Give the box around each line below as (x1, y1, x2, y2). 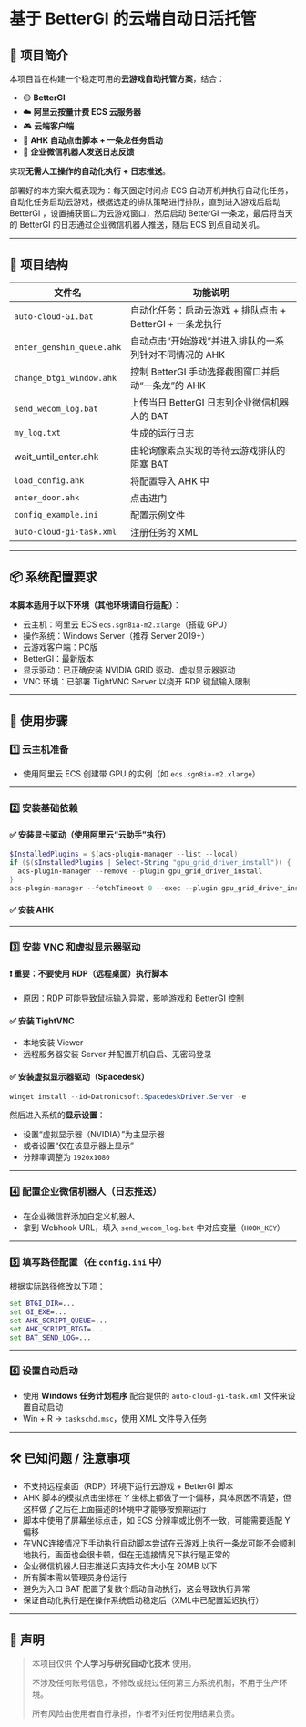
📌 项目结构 (9, 257, 68, 272)
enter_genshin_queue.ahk (14, 342, 122, 352)
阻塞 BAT (130, 457, 169, 470)
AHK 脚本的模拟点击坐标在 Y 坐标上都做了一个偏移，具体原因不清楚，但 (22, 1492, 291, 1503)
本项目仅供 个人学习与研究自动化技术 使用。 (31, 1658, 197, 1669)
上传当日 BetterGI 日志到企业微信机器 (130, 396, 290, 408)
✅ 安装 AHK (9, 904, 55, 916)
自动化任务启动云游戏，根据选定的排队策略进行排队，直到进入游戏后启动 (9, 197, 280, 207)
